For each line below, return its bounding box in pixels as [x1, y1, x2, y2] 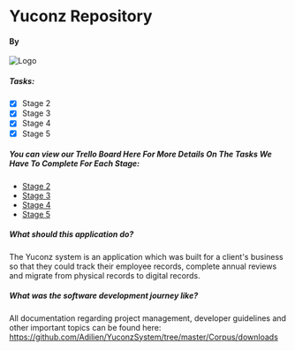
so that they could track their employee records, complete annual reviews [9, 261, 277, 271]
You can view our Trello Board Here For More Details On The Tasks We [9, 149, 272, 160]
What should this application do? [9, 229, 134, 240]
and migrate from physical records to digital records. [9, 270, 200, 280]
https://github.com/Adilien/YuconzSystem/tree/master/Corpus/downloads [9, 332, 278, 342]
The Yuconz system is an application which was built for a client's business [9, 251, 284, 262]
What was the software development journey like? [9, 290, 199, 301]
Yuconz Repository [9, 6, 153, 27]
